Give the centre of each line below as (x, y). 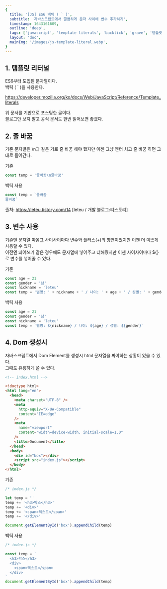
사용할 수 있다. (19, 246)
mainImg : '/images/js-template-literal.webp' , (59, 42)
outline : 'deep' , (28, 28)
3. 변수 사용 (22, 227)
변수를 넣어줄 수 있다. (31, 258)
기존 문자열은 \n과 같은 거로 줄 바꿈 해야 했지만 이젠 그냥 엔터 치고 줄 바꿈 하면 (81, 149)
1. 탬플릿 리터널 (27, 68)
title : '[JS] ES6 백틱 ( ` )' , (41, 14)
